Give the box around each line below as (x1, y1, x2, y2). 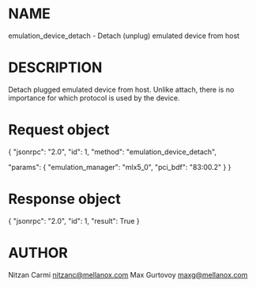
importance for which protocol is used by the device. (8, 93, 180, 103)
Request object (8, 121, 110, 139)
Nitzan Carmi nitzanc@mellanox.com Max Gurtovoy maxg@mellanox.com (8, 270, 248, 279)
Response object (8, 191, 121, 208)
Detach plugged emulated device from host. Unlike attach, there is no (8, 85, 235, 94)
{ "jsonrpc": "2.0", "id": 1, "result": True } (8, 216, 140, 225)
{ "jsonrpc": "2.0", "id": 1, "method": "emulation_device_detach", (8, 147, 217, 157)
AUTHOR (8, 244, 69, 262)
